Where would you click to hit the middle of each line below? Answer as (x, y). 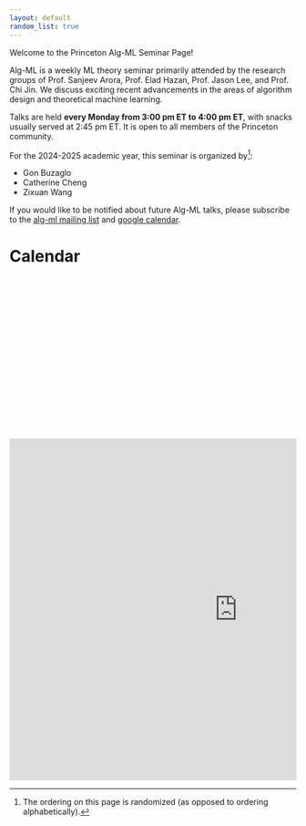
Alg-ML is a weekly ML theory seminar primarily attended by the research (148, 70)
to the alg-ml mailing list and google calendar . (95, 220)
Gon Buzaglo (47, 173)
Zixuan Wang (47, 192)
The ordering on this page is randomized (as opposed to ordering (145, 801)
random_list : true (44, 26)
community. (31, 136)
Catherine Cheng (55, 182)
